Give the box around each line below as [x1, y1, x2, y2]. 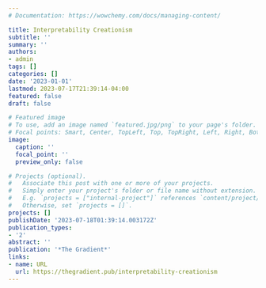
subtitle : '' [8, 33, 51, 41]
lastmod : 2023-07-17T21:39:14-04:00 [8, 85, 129, 93]
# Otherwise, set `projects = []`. [8, 202, 133, 210]
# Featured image [8, 114, 66, 122]
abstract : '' [8, 238, 51, 246]
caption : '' [15, 143, 55, 151]
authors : [8, 48, 37, 56]
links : [8, 253, 30, 261]
